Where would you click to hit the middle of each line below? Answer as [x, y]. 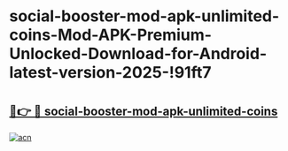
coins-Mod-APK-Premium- [111, 35]
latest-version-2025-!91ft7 [110, 73]
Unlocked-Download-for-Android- [138, 54]
